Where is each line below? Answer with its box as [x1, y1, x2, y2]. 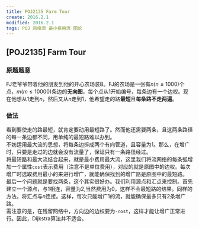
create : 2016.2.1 [6, 14, 49, 20]
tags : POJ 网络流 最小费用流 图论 [6, 25, 82, 31]
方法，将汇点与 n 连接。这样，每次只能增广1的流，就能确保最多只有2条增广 [6, 193, 186, 200]
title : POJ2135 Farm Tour [6, 8, 70, 15]
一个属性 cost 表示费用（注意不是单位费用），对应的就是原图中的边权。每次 [11, 163, 191, 171]
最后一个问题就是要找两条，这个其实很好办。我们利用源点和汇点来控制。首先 [6, 178, 193, 185]
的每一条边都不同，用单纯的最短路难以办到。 [6, 134, 115, 141]
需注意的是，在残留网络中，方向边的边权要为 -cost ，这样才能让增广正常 [6, 208, 181, 215]
